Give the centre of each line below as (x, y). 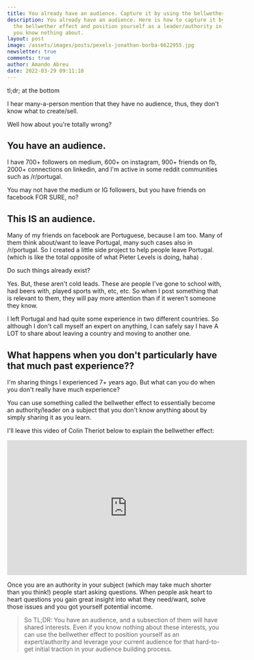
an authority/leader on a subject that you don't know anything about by (107, 410)
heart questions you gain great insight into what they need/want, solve (106, 599)
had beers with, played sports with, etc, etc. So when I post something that (113, 291)
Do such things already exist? (49, 271)
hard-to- (208, 641)
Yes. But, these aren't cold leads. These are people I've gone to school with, (114, 284)
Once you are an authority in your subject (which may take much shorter (109, 585)
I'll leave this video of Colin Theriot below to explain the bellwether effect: (111, 430)
